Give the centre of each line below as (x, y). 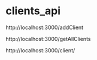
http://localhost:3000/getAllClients (48, 39)
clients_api (33, 11)
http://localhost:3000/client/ (40, 50)
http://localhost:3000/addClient (45, 27)
